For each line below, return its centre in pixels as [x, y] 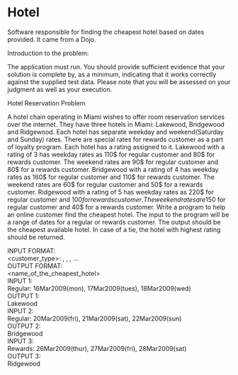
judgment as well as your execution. [60, 89]
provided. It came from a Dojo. [52, 39]
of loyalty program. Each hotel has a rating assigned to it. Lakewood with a [116, 146]
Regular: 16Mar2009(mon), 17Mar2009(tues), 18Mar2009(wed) [99, 288]
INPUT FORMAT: [32, 250]
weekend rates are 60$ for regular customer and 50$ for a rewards [105, 184]
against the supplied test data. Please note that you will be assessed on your [119, 81]
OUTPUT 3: [24, 356]
